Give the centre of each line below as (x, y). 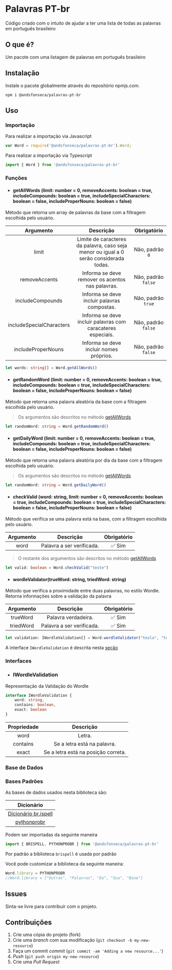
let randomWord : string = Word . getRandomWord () (57, 427)
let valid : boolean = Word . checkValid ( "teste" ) (57, 568)
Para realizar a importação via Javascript (49, 136)
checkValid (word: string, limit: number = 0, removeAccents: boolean (88, 497)
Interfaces (18, 661)
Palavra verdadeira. (70, 617)
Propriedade (23, 727)
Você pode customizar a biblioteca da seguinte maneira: (65, 864)
